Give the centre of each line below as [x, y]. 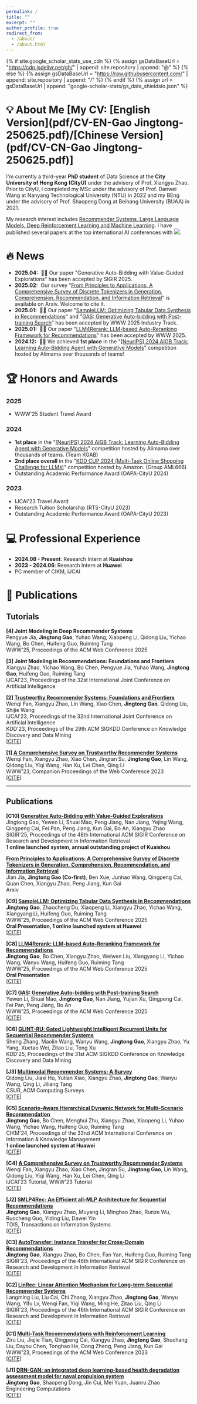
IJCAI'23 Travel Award [42, 501]
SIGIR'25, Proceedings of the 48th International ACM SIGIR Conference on [96, 834]
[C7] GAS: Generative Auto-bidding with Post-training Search [83, 992]
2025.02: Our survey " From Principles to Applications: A [84, 285]
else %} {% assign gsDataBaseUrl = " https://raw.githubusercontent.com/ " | [97, 73]
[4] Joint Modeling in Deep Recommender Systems [69, 631]
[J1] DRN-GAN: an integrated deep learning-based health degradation [93, 1370]
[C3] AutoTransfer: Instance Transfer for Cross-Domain [75, 1242]
